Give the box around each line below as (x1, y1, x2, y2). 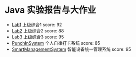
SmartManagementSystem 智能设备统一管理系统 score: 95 (11, 46, 132, 52)
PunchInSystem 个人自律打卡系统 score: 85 (11, 40, 100, 46)
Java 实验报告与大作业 (4, 4, 96, 16)
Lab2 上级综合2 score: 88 (11, 28, 64, 33)
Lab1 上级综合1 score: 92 (11, 22, 62, 28)
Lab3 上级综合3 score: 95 (11, 34, 64, 40)
